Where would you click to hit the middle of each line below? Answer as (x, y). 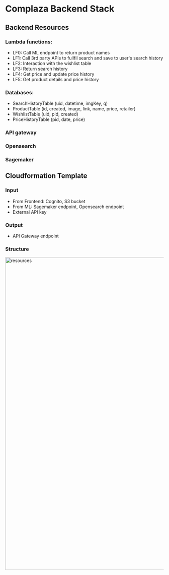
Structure (17, 249)
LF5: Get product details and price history (56, 79)
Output (14, 225)
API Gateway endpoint (35, 236)
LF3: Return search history (40, 69)
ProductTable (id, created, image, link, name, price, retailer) (74, 109)
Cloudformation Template (46, 176)
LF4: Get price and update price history (53, 74)
